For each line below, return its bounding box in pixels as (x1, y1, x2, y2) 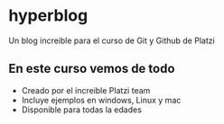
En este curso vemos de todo (8, 61, 175, 76)
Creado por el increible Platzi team (21, 84, 151, 95)
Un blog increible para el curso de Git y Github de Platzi (8, 35, 216, 46)
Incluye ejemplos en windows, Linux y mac (21, 94, 182, 105)
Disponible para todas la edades (21, 104, 142, 115)
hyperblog (8, 5, 89, 26)
